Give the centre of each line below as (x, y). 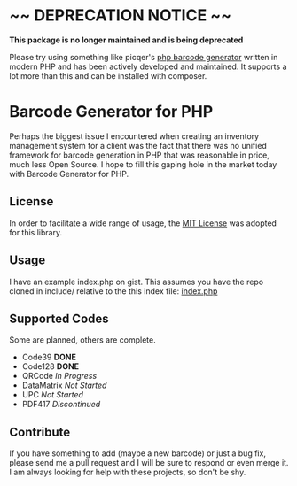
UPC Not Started (53, 395)
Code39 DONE (49, 357)
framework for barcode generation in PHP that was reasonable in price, (140, 155)
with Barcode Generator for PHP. (69, 174)
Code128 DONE (51, 366)
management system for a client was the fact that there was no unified (138, 145)
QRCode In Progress (59, 376)
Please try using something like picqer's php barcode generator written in (144, 57)
